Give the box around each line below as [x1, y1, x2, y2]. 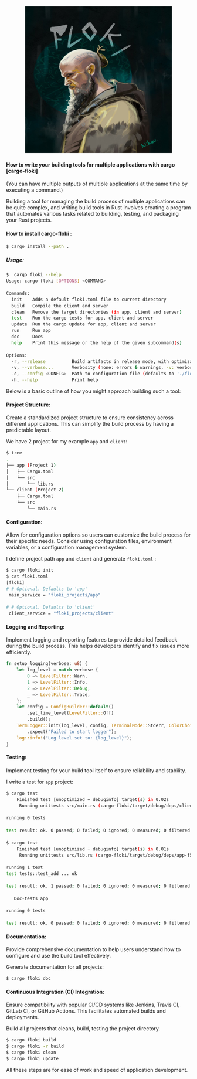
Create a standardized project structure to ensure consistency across [6, 414, 174, 421]
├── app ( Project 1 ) [6, 462, 57, 468]
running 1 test [6, 864, 43, 871]
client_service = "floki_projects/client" [8, 610, 114, 616]
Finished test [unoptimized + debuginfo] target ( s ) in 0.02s [16, 796, 169, 802]
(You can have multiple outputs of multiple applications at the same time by [6, 180, 188, 188]
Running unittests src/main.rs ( [19, 803, 101, 809]
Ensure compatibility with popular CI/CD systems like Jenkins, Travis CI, [6, 1001, 180, 1009]
